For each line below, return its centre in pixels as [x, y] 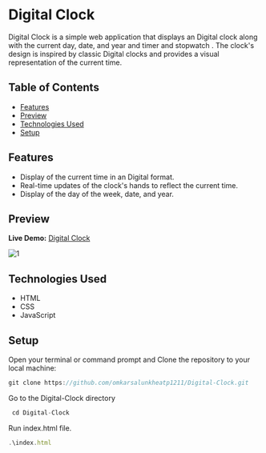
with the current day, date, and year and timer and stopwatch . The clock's [131, 45]
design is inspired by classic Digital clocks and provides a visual [114, 54]
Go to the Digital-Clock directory [62, 398]
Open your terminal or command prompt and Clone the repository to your [129, 359]
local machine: [32, 368]
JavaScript [38, 315]
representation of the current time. [65, 62]
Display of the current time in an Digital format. [97, 177]
